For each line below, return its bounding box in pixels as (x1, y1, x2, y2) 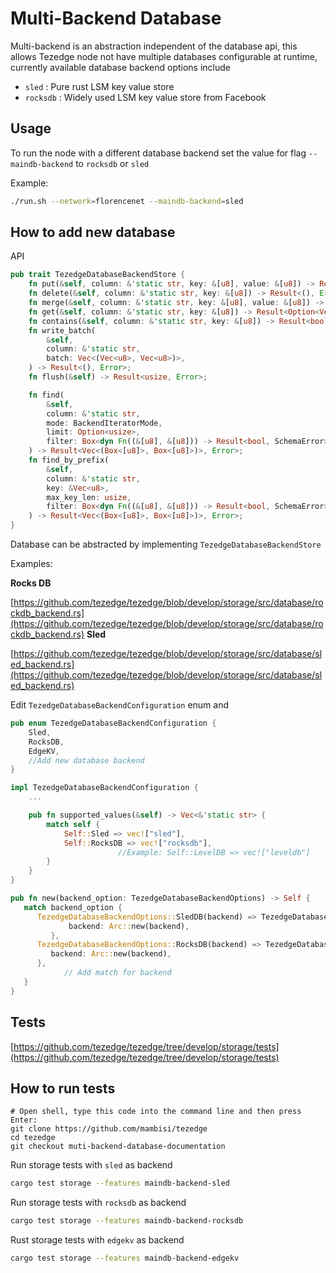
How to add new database (10, 224, 176, 241)
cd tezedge (10, 1133, 56, 1143)
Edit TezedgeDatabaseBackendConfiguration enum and (10, 699, 230, 711)
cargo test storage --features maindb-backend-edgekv (10, 1253, 240, 1264)
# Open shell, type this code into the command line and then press (10, 1107, 302, 1117)
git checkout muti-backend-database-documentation (10, 1142, 226, 1152)
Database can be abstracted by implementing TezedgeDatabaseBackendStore (10, 538, 322, 551)
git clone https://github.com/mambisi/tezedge (10, 1124, 208, 1134)
